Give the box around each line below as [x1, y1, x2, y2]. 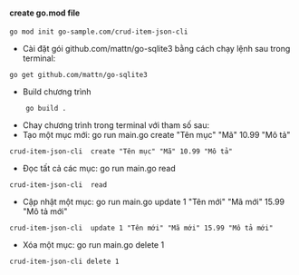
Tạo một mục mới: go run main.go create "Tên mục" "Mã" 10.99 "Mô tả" [22, 130, 291, 141]
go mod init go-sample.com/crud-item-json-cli [9, 27, 188, 36]
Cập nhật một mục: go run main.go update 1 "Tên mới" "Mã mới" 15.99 [22, 196, 285, 208]
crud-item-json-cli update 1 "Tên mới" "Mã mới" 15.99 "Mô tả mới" [9, 223, 274, 233]
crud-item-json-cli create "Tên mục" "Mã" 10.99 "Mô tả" [9, 147, 233, 156]
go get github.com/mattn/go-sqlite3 [9, 71, 148, 80]
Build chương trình [22, 86, 92, 97]
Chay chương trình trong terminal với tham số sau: [22, 120, 210, 131]
